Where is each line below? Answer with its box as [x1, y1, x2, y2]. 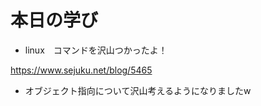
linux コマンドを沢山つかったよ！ [24, 44, 168, 56]
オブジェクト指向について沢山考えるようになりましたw [24, 84, 252, 96]
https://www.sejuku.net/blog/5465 [10, 64, 153, 76]
